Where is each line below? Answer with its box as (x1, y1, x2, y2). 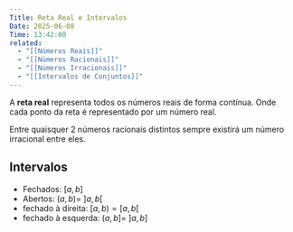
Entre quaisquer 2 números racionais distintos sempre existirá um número (9, 124, 285, 135)
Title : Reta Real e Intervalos (9, 13, 128, 23)
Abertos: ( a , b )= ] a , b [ (22, 193, 103, 204)
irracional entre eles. (9, 133, 86, 144)
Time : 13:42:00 (9, 30, 67, 39)
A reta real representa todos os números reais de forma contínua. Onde (9, 97, 277, 107)
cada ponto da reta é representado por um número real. (9, 106, 217, 117)
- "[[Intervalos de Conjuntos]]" (17, 72, 144, 81)
